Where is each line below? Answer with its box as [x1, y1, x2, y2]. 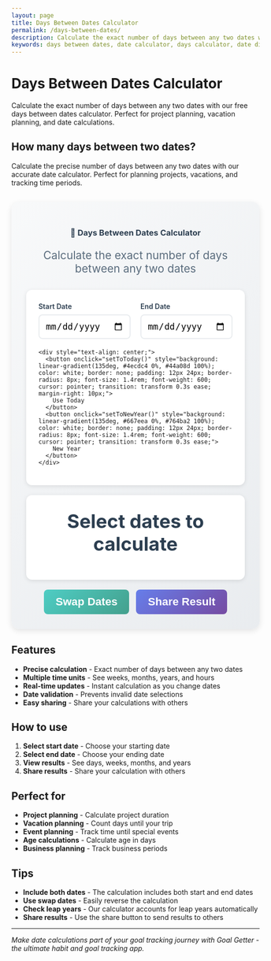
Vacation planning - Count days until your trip [22, 818, 173, 828]
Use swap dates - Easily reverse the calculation [22, 896, 179, 906]
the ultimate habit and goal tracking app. [11, 944, 145, 953]
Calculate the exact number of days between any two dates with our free [11, 101, 248, 110]
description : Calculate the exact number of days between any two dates [11, 33, 255, 42]
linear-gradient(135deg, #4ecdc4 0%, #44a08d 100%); [38, 362, 215, 370]
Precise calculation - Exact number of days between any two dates [22, 664, 243, 673]
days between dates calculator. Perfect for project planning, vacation [11, 109, 236, 119]
